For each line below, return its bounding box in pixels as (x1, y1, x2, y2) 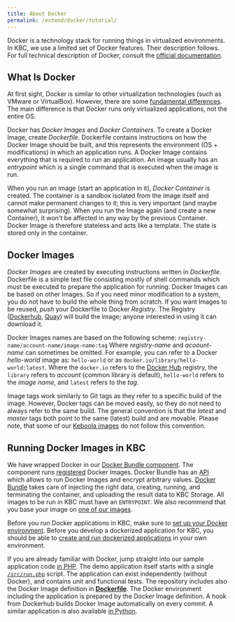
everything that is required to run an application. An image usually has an (7, 156, 218, 164)
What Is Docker (7, 71, 76, 83)
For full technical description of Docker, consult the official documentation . (7, 50, 223, 60)
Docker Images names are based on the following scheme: (7, 334, 177, 342)
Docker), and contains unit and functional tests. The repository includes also (7, 576, 227, 586)
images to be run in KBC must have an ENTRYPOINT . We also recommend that (7, 497, 226, 506)
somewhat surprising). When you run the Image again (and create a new (7, 206, 216, 215)
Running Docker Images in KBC (7, 442, 146, 454)
